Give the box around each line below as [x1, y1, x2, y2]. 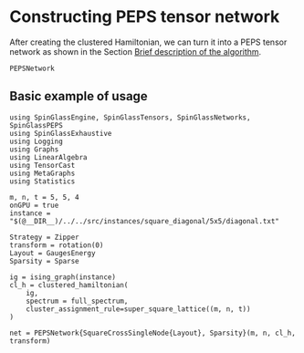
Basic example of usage [9, 88, 148, 104]
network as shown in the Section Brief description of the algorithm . [9, 46, 262, 57]
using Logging [9, 137, 64, 146]
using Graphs [9, 144, 59, 154]
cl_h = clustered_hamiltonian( [9, 280, 129, 289]
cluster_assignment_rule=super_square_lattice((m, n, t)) [26, 304, 251, 314]
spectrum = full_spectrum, [26, 296, 129, 306]
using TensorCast [9, 161, 76, 170]
